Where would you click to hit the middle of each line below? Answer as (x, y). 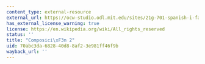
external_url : (24, 18)
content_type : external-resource (49, 12)
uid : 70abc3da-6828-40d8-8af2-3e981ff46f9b (63, 46)
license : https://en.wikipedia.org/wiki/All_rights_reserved (86, 29)
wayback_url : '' (27, 52)
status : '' (20, 35)
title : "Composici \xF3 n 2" (41, 40)
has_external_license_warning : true (53, 23)
